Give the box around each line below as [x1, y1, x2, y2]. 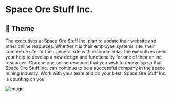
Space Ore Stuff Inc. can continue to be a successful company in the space [5, 65, 165, 71]
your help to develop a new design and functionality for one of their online [5, 54, 162, 60]
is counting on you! [5, 76, 46, 82]
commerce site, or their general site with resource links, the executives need [5, 49, 167, 54]
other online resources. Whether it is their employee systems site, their [5, 43, 155, 49]
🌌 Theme [5, 24, 35, 33]
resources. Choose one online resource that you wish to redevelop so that [5, 60, 162, 65]
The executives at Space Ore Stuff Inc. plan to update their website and [5, 37, 157, 44]
